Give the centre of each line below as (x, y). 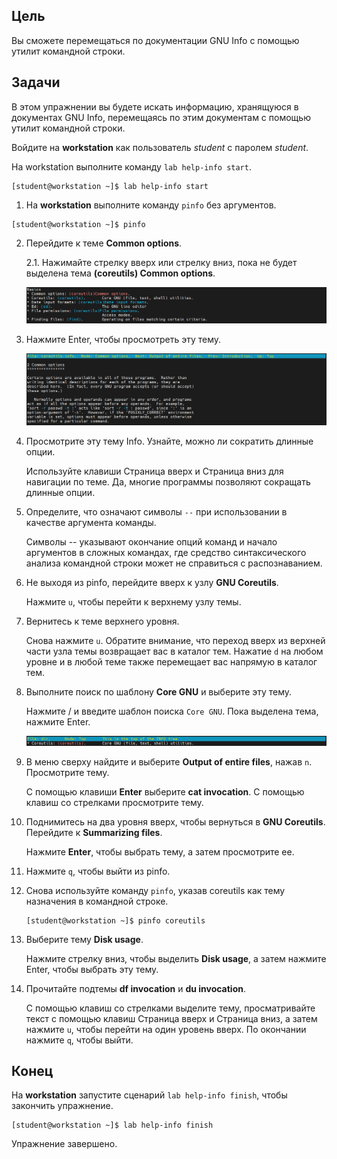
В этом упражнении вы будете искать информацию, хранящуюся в (155, 106)
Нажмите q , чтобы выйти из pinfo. (98, 871)
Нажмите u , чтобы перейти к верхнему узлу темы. (133, 602)
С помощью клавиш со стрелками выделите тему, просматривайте (170, 1008)
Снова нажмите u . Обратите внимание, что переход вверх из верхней (175, 641)
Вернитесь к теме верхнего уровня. (102, 621)
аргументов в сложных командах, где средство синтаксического (166, 553)
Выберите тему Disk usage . (84, 939)
